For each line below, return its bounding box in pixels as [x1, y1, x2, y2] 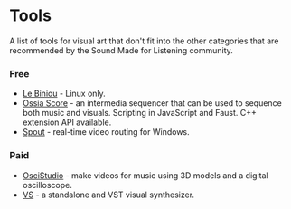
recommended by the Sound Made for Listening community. [9, 44, 233, 55]
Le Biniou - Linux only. [22, 88, 106, 100]
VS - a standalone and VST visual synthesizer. [22, 189, 195, 200]
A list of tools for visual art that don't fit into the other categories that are [9, 35, 279, 46]
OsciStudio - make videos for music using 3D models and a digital [22, 169, 268, 181]
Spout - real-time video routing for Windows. [22, 127, 190, 138]
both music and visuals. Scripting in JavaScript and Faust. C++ [22, 108, 258, 119]
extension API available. [22, 117, 112, 128]
